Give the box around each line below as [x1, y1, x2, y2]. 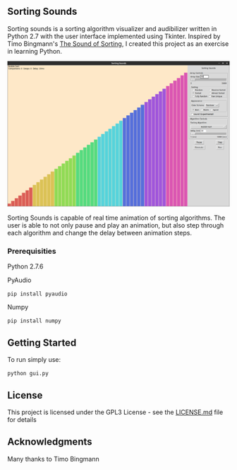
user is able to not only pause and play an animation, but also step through [7, 221, 224, 230]
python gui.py [7, 370, 49, 377]
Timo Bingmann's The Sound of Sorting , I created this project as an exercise [7, 39, 229, 48]
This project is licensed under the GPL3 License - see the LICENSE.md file [7, 408, 224, 416]
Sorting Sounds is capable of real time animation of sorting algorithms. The [7, 213, 226, 222]
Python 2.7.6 [7, 262, 44, 271]
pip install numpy [7, 317, 61, 324]
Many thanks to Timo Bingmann [7, 454, 100, 463]
